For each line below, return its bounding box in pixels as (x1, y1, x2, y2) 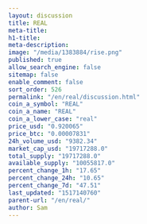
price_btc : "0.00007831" (8, 129, 91, 137)
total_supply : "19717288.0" (8, 152, 102, 160)
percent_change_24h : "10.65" (8, 174, 105, 183)
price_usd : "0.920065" (8, 122, 83, 130)
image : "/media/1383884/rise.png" (8, 48, 123, 56)
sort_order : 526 (8, 85, 62, 94)
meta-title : (8, 26, 48, 34)
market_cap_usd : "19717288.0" (8, 145, 109, 153)
